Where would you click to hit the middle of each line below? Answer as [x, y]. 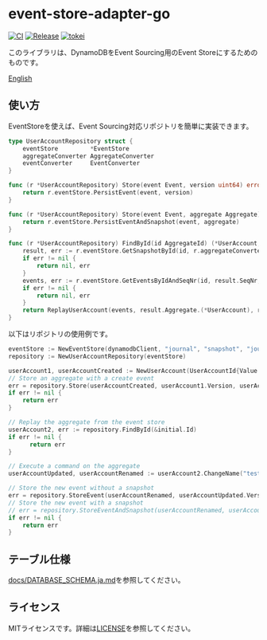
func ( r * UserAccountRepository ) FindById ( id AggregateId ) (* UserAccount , [135, 244]
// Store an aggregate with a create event [81, 378]
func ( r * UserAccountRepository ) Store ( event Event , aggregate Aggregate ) [135, 214]
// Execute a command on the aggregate [74, 466]
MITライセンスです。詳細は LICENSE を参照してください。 [102, 628]
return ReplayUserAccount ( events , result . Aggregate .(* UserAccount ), [138, 310]
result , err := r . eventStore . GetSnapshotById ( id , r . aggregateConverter [143, 251]
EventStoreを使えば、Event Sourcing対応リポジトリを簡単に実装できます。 [131, 126]
